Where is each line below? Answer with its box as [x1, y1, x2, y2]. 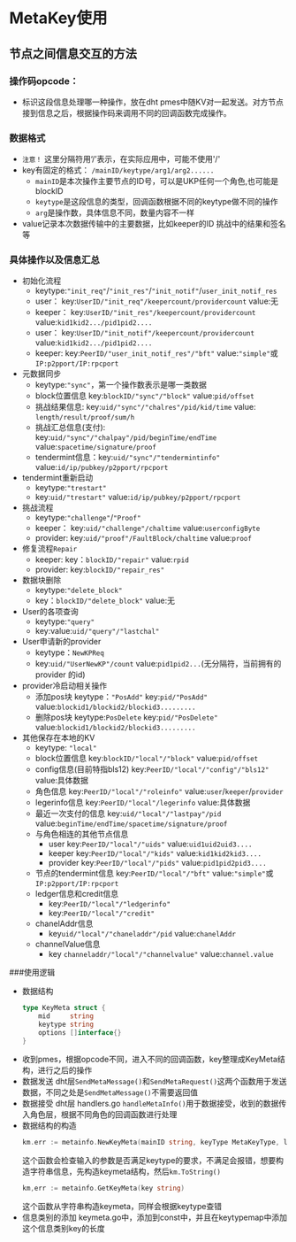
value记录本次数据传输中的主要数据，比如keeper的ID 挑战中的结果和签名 [21, 219, 286, 229]
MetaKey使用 [9, 8, 108, 28]
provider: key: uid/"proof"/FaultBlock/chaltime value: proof [34, 533, 252, 544]
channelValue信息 [34, 939, 101, 950]
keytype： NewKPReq [34, 647, 104, 658]
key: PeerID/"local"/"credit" [48, 908, 156, 919]
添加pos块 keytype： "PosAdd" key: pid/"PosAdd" [34, 691, 208, 702]
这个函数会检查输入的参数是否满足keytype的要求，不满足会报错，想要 [21, 1154, 277, 1165]
